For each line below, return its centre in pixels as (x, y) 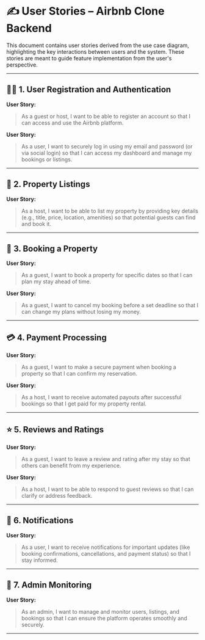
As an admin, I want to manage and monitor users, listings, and (100, 611)
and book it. (36, 224)
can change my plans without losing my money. (81, 312)
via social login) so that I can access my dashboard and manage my (106, 153)
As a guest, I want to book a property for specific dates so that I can (107, 275)
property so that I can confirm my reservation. (79, 374)
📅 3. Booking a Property (52, 248)
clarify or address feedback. (57, 496)
